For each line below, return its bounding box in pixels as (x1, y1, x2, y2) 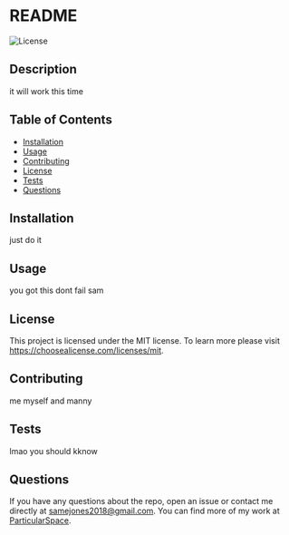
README (9, 5, 78, 26)
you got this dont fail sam (9, 285, 104, 296)
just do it (9, 235, 43, 246)
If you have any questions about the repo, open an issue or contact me (9, 496, 274, 507)
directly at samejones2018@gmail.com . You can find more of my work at (9, 505, 281, 517)
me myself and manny (9, 395, 92, 406)
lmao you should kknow (9, 445, 98, 456)
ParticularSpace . (9, 515, 72, 526)
